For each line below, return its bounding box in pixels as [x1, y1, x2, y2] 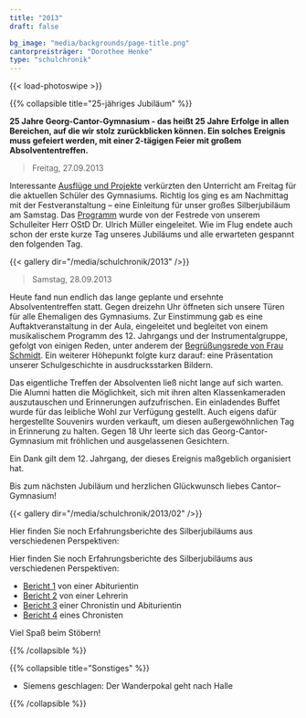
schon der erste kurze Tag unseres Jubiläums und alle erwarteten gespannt [9, 229, 295, 240]
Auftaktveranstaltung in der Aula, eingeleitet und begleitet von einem [9, 321, 269, 332]
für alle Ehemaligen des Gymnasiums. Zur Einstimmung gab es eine [9, 311, 263, 322]
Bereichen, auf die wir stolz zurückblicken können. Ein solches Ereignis [9, 125, 286, 137]
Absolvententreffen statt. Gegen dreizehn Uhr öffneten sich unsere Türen [9, 301, 285, 312]
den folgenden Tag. [9, 238, 83, 249]
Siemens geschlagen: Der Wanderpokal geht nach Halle [22, 681, 233, 692]
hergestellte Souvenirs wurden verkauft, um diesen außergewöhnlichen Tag [9, 417, 295, 428]
